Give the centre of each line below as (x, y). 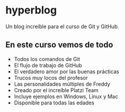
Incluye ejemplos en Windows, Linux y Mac (66, 96)
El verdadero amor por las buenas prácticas (66, 72)
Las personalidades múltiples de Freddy (62, 84)
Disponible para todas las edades (54, 103)
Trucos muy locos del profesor (51, 77)
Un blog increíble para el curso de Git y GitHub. (62, 26)
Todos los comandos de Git (47, 59)
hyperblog (31, 10)
